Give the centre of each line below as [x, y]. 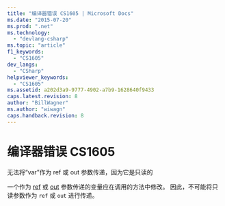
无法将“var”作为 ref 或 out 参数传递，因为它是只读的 [80, 172]
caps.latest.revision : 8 [42, 97]
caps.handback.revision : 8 [45, 115]
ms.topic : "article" [37, 45]
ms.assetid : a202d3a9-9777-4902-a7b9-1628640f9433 [81, 90]
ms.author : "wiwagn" [37, 109]
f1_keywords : [26, 52]
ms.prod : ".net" [30, 26]
